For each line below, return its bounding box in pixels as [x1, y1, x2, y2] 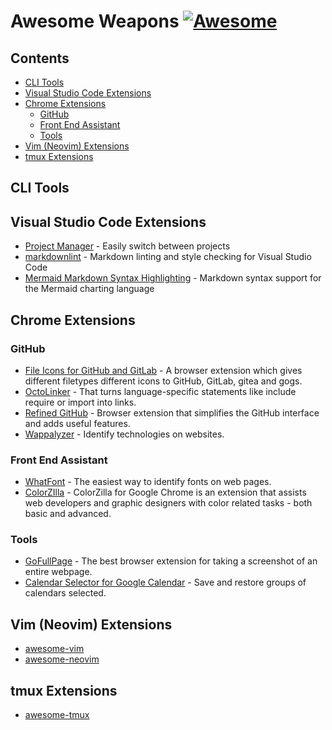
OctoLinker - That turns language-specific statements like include [24, 385, 297, 397]
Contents [10, 50, 70, 67]
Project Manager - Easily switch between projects [24, 240, 231, 252]
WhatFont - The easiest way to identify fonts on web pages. [24, 476, 272, 488]
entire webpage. [24, 566, 93, 578]
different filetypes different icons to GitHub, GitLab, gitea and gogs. [24, 375, 303, 387]
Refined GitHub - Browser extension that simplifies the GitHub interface [24, 406, 320, 419]
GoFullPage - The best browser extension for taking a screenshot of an [24, 555, 318, 567]
